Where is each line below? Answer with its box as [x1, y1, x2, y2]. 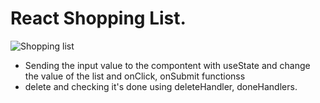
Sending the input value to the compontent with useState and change [24, 59, 311, 71]
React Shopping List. [10, 7, 187, 30]
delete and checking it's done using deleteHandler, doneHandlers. [24, 80, 298, 92]
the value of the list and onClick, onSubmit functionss [24, 70, 246, 82]
